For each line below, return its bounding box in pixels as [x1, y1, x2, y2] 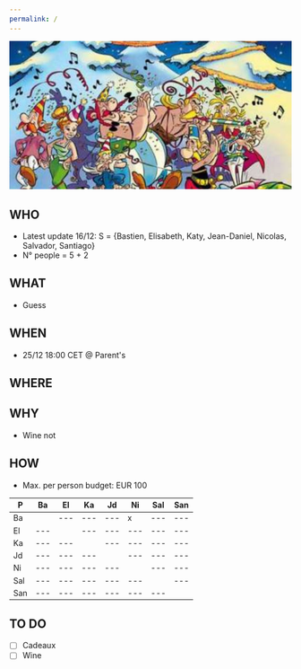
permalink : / [9, 14, 58, 23]
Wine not [21, 429, 56, 440]
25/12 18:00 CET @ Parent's [21, 349, 126, 360]
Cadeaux [21, 640, 56, 651]
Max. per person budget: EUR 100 [21, 480, 148, 490]
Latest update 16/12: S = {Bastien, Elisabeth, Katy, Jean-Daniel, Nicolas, [21, 231, 287, 242]
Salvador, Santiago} [21, 241, 96, 251]
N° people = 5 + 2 [21, 250, 90, 260]
